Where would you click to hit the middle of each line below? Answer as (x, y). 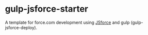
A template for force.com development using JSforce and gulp (67, 22)
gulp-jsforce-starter (47, 9)
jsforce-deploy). (21, 27)
